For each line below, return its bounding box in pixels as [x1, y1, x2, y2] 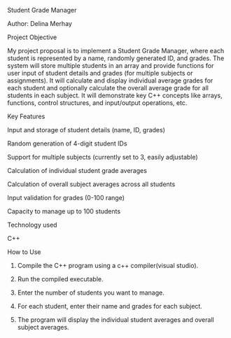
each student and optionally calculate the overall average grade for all [7, 84, 209, 92]
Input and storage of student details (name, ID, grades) [7, 126, 166, 134]
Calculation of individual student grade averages [7, 167, 147, 174]
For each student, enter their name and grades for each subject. [17, 302, 203, 310]
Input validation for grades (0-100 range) [7, 194, 125, 202]
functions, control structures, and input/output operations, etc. [7, 99, 188, 107]
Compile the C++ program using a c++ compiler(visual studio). [17, 262, 199, 269]
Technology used [7, 220, 57, 229]
